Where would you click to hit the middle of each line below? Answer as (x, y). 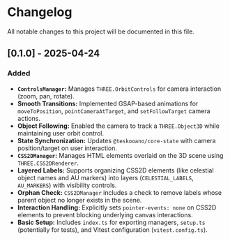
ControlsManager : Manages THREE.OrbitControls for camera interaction (119, 89)
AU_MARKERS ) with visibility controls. (67, 185)
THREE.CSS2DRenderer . (48, 163)
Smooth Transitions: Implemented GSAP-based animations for (108, 103)
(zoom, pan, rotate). (46, 96)
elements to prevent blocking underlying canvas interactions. (105, 214)
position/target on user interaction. (67, 148)
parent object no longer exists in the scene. (79, 200)
